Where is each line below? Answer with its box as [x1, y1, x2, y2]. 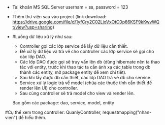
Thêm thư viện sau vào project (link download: [12, 14, 107, 19]
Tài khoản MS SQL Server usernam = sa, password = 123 [12, 4, 128, 10]
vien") [5, 115, 18, 120]
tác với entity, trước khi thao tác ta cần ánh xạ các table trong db [19, 64, 151, 70]
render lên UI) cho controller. [19, 85, 78, 91]
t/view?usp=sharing [12, 24, 53, 30]
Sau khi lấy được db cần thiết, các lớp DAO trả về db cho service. [19, 75, 152, 80]
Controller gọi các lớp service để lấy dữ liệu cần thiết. [19, 43, 128, 49]
